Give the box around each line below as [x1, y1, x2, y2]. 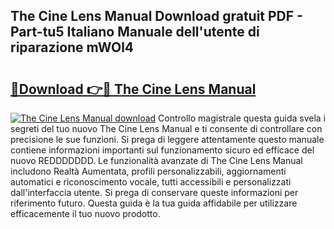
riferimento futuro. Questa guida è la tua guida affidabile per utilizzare [10, 197, 298, 209]
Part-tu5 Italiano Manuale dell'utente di [10, 24, 260, 41]
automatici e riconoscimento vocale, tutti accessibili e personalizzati [10, 176, 292, 188]
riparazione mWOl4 [10, 39, 135, 56]
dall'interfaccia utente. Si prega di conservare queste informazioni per [10, 187, 299, 198]
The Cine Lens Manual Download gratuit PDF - [10, 8, 303, 25]
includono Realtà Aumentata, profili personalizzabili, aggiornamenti [10, 165, 287, 177]
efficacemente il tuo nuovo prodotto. [10, 208, 161, 219]
